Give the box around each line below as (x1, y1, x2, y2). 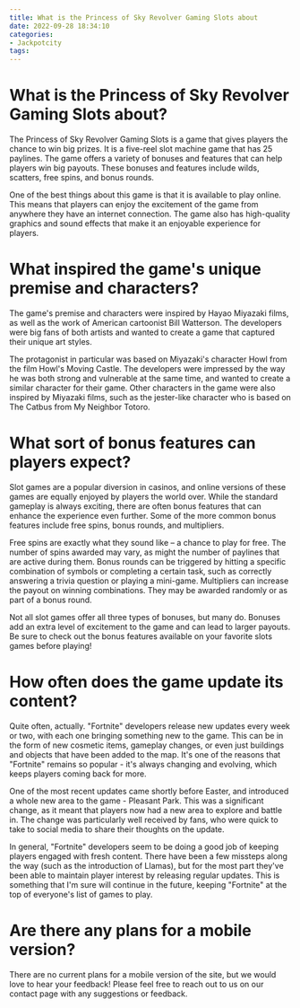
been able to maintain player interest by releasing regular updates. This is (9, 870, 280, 881)
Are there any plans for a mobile (9, 921, 253, 941)
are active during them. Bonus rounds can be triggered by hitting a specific (9, 556, 287, 566)
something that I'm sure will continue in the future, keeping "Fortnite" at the (9, 879, 287, 890)
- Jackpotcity (9, 38, 63, 48)
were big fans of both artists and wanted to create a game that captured (9, 327, 276, 337)
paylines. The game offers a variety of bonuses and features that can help (9, 153, 283, 164)
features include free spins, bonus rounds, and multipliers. (9, 520, 225, 530)
